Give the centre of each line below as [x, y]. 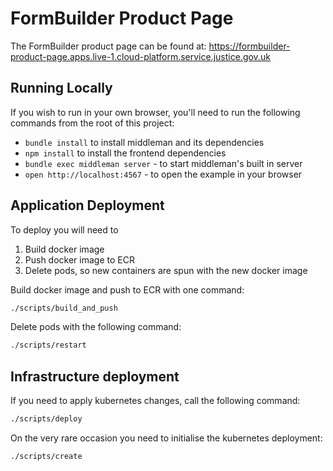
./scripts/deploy [46, 419]
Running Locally [61, 88]
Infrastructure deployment [95, 376]
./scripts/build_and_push [64, 308]
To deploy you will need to [64, 229]
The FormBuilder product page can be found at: [108, 46]
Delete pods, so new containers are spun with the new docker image [166, 270]
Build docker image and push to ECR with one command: [127, 289]
